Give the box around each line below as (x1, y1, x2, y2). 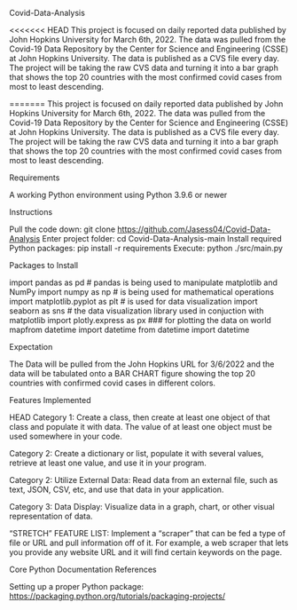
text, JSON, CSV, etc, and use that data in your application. (9, 484, 224, 495)
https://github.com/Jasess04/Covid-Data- (117, 224, 271, 234)
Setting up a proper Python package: (9, 582, 145, 591)
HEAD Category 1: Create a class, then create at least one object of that (9, 412, 270, 423)
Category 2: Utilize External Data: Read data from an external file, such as (9, 475, 278, 485)
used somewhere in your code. (9, 431, 122, 441)
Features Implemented (9, 395, 91, 405)
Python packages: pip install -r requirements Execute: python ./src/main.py (9, 243, 284, 253)
